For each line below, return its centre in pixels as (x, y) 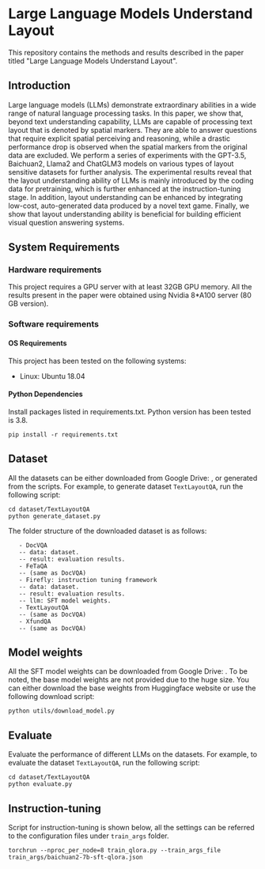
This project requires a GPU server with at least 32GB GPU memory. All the (130, 287)
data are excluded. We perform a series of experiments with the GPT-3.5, (127, 155)
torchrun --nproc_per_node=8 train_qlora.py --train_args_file (115, 851)
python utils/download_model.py (61, 711)
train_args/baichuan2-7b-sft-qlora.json (76, 858)
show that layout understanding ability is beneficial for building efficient (125, 213)
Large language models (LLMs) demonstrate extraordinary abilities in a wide (132, 104)
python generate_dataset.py (55, 516)
